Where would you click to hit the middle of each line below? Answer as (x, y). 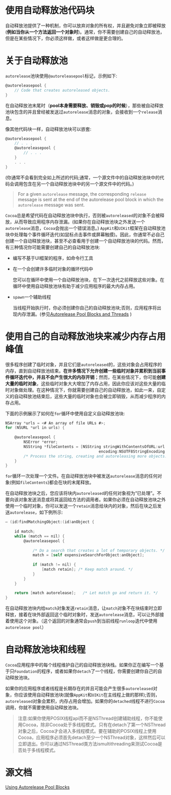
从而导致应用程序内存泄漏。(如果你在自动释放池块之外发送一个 (80, 222)
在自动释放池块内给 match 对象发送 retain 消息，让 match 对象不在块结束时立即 (84, 608)
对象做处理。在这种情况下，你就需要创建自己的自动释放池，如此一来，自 (85, 390)
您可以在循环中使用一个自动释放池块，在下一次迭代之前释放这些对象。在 (88, 280)
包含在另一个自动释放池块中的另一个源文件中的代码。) (78, 183)
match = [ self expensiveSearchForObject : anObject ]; (88, 555)
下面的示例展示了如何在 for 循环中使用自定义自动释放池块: (65, 413)
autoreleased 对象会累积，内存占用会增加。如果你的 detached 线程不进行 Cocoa (85, 701)
